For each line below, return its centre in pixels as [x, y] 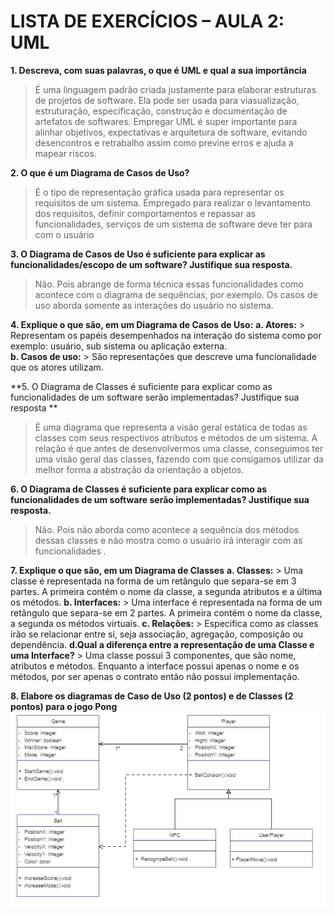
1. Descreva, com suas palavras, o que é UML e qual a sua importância [158, 70]
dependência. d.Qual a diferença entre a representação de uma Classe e [162, 644]
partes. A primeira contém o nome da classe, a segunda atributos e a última [166, 591]
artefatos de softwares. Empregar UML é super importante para [166, 121]
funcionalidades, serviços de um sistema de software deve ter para [173, 224]
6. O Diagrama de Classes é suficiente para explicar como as [139, 489]
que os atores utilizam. [57, 367]
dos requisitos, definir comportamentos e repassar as [145, 213]
